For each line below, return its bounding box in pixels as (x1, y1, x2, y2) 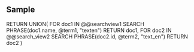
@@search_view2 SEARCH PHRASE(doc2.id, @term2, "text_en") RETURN (6, 32, 189, 40)
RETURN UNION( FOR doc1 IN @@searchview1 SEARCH (6, 20, 145, 27)
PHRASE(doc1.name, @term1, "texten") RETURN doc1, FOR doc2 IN (6, 27, 172, 34)
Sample (6, 5, 35, 15)
